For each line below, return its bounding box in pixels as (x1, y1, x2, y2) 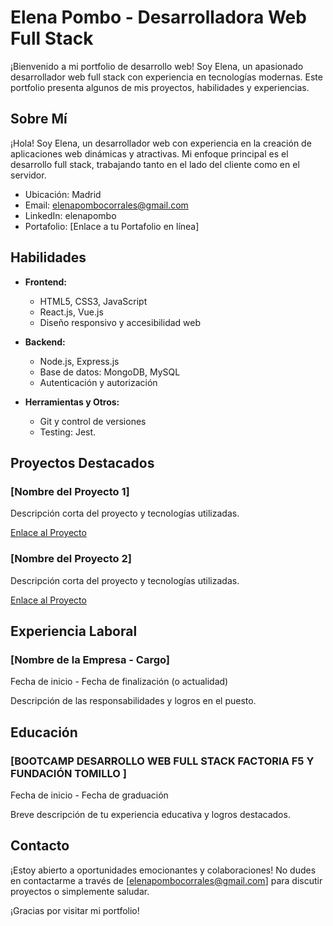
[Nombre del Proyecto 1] (10, 484, 130, 498)
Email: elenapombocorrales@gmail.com (24, 199, 189, 211)
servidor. (10, 169, 47, 181)
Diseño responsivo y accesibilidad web (39, 316, 202, 328)
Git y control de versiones (39, 415, 147, 427)
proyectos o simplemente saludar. (10, 885, 150, 897)
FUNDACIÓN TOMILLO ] (10, 766, 127, 780)
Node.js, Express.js (39, 355, 120, 367)
